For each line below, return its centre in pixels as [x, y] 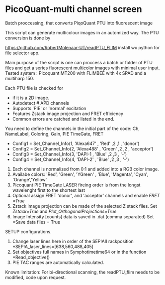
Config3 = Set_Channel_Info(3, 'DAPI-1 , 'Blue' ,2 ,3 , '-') [70, 154]
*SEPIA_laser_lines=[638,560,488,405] [53, 246]
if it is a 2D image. [31, 98]
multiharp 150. [20, 78]
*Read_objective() [31, 257]
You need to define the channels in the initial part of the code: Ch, [73, 129]
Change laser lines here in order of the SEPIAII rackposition [73, 241]
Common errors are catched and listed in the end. [63, 119]
